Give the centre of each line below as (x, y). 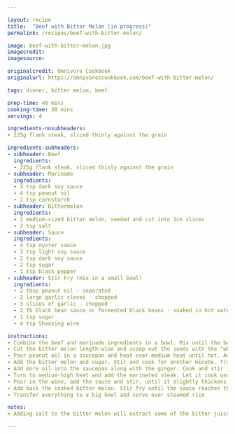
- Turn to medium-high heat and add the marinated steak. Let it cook (112, 375)
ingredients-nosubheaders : (47, 129)
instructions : (28, 336)
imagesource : (26, 59)
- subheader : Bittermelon (45, 206)
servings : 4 (24, 116)
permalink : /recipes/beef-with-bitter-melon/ (74, 33)
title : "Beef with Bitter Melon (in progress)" (79, 26)
